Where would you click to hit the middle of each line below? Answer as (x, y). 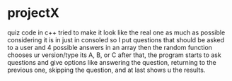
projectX (34, 13)
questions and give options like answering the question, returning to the (112, 62)
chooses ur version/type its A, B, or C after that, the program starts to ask (114, 55)
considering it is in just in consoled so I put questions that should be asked (116, 39)
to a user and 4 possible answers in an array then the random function (110, 47)
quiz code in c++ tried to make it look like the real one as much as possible (116, 32)
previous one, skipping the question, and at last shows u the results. (106, 70)
